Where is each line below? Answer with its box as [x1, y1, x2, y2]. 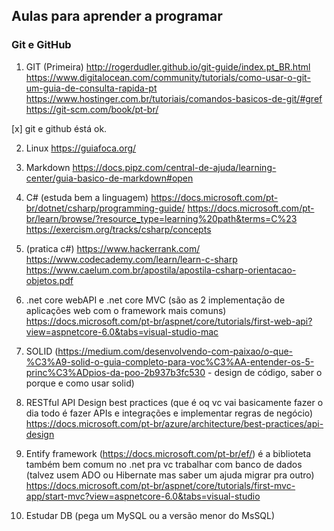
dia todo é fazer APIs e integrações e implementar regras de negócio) [25, 407, 314, 419]
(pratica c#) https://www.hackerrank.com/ [25, 242, 201, 254]
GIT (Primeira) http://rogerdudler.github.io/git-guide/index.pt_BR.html [25, 60, 311, 73]
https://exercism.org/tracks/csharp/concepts [25, 223, 212, 235]
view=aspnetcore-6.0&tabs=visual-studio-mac [25, 325, 219, 338]
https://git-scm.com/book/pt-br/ [25, 103, 159, 115]
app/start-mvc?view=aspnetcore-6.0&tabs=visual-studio [25, 490, 261, 502]
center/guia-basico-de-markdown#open [25, 172, 194, 184]
